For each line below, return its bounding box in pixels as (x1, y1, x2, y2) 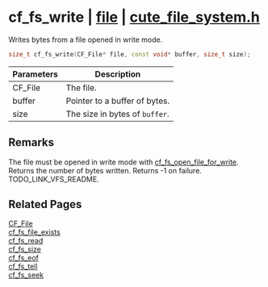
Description (94, 69, 141, 80)
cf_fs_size (8, 244, 42, 254)
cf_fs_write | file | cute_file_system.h (8, 8, 261, 27)
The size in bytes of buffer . (65, 108, 170, 119)
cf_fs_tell (8, 262, 38, 272)
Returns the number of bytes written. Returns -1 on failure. (8, 165, 202, 175)
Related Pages (8, 198, 82, 211)
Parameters (12, 69, 58, 80)
